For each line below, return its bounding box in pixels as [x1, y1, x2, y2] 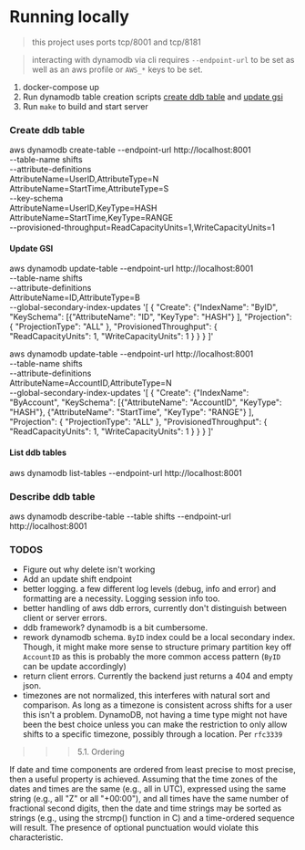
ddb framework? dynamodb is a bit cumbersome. [22, 622, 208, 633]
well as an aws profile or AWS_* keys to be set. [31, 64, 203, 75]
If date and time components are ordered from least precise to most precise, [9, 764, 296, 775]
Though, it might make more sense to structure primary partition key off [22, 641, 292, 653]
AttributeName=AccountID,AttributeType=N [9, 378, 172, 389]
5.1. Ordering [76, 746, 125, 758]
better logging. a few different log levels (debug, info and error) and [22, 584, 277, 595]
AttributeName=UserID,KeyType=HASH [9, 202, 158, 213]
